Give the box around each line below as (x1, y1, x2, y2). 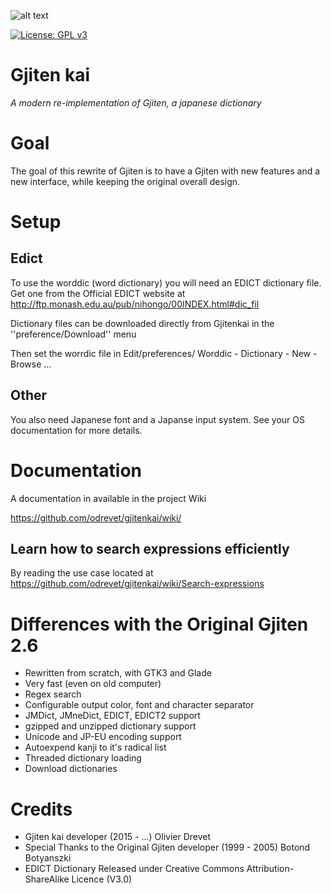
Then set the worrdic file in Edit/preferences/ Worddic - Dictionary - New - (10, 347, 318, 359)
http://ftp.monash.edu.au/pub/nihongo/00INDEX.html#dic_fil (10, 298, 260, 310)
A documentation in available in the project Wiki (10, 492, 207, 504)
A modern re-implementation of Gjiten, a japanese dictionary (10, 96, 262, 109)
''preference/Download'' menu (10, 328, 137, 340)
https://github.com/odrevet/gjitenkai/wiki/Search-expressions (10, 578, 265, 590)
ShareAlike (24, 873, 70, 885)
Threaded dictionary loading (24, 752, 142, 764)
